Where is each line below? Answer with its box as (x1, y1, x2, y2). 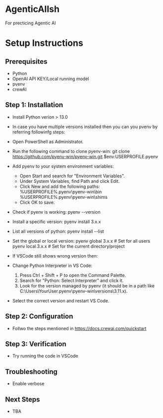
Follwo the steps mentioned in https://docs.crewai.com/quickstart (12, 325, 147, 331)
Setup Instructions (5, 37, 83, 49)
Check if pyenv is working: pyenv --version (12, 209, 101, 215)
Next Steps (5, 395, 40, 404)
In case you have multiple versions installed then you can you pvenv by (12, 124, 158, 130)
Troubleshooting (5, 367, 58, 376)
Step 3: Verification (5, 340, 67, 348)
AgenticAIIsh (5, 3, 60, 15)
